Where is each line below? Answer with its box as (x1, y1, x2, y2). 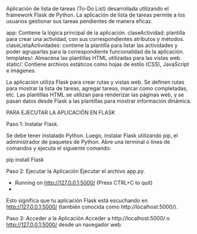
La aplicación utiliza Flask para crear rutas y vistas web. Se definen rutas (6, 78, 185, 86)
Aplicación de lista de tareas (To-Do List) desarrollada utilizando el (6, 5, 169, 12)
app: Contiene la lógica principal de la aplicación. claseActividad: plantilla (6, 29, 186, 36)
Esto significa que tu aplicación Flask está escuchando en (6, 197, 148, 204)
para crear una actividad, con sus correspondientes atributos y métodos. (6, 36, 185, 42)
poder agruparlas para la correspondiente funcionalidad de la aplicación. (6, 48, 185, 55)
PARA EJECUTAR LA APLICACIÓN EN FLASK (6, 109, 116, 116)
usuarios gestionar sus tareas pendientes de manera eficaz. (6, 18, 153, 24)
